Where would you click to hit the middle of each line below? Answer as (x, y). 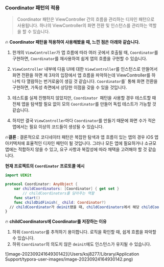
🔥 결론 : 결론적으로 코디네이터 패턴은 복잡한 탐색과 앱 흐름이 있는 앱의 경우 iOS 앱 (82, 137)
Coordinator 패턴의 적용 (33, 7)
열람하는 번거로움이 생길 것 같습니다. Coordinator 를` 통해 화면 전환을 (92, 81)
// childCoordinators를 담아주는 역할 (59, 193)
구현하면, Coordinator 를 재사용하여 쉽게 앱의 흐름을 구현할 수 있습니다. (80, 59)
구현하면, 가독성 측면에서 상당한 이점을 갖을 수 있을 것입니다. (70, 87)
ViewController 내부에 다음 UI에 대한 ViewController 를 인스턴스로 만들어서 (85, 69)
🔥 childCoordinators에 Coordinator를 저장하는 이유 (56, 221)
